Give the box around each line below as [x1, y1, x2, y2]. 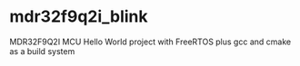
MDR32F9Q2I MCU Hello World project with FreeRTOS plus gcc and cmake [9, 36, 292, 47]
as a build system [9, 45, 75, 56]
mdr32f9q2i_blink [9, 6, 148, 27]
